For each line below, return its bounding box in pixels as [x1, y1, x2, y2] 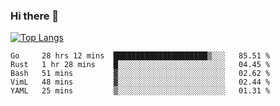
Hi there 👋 [10, 9, 60, 23]
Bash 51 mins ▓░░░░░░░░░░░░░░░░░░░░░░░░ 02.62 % [10, 69, 271, 79]
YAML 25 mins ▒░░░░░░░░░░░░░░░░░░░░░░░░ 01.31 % [10, 86, 271, 96]
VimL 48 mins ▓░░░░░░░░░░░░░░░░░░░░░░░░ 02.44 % [10, 77, 271, 88]
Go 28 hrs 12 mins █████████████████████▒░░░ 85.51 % [10, 51, 271, 61]
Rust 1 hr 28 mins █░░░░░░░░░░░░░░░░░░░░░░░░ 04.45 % [10, 60, 271, 70]
